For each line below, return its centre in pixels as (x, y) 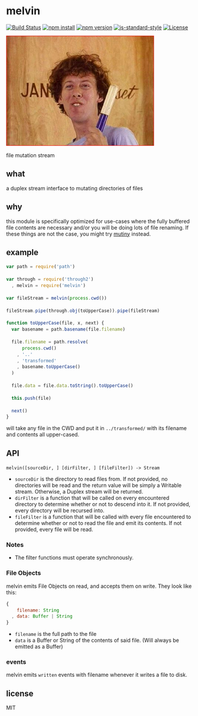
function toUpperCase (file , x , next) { (55, 323)
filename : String (38, 610)
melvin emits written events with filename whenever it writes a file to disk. (97, 675)
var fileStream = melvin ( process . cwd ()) (57, 298)
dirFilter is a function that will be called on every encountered (92, 498)
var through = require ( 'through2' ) (50, 279)
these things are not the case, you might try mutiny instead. (79, 234)
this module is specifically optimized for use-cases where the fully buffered (98, 221)
